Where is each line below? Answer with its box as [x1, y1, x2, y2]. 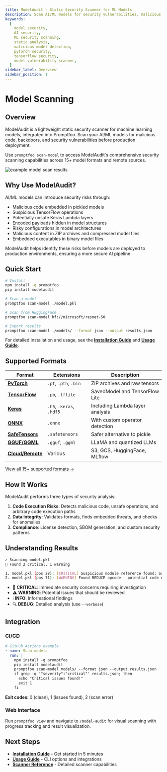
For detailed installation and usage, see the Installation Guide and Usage [5, 337, 155, 343]
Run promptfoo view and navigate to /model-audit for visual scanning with [5, 718, 157, 724]
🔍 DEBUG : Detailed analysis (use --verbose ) [12, 601, 103, 607]
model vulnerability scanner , [14, 58, 77, 63]
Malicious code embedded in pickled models [12, 204, 104, 210]
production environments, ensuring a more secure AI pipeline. [5, 251, 132, 257]
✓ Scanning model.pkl [5, 557, 50, 562]
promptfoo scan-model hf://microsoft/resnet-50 [5, 314, 106, 320]
